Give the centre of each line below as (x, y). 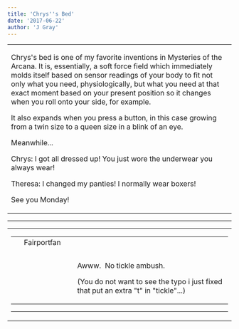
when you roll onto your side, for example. (81, 102)
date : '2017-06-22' (36, 21)
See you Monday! (40, 200)
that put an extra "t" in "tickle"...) (132, 291)
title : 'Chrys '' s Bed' (41, 14)
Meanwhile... (32, 143)
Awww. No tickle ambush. (121, 266)
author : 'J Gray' (33, 27)
